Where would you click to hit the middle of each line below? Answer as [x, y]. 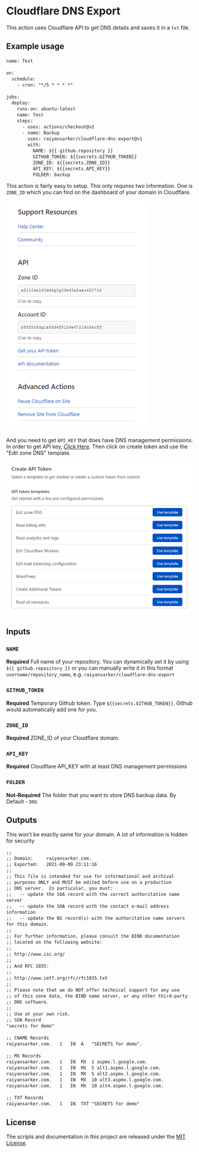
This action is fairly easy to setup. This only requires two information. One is [99, 186]
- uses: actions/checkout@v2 [58, 127]
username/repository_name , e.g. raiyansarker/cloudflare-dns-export [90, 674]
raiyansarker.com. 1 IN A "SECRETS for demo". [74, 1044]
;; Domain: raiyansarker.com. [49, 859]
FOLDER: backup [51, 175]
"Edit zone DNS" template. [39, 452]
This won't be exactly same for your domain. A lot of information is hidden [97, 835]
